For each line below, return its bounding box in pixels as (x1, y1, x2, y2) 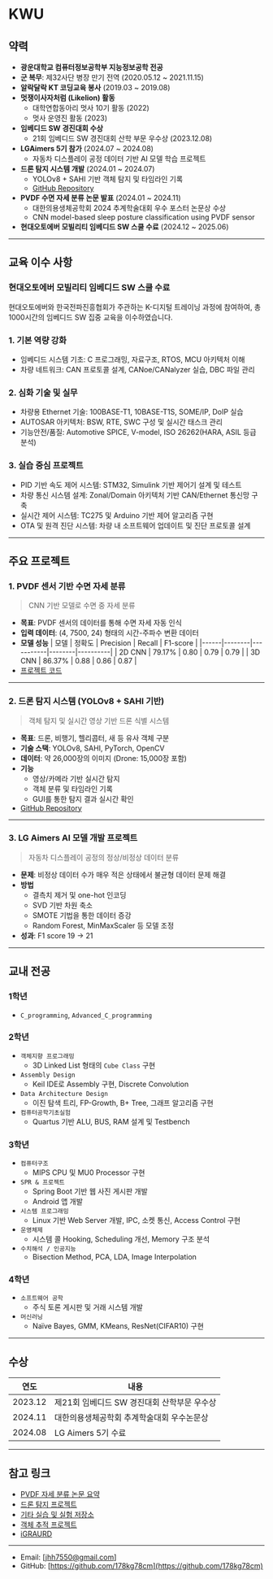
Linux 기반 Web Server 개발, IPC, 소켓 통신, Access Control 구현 (32, 1216, 241, 1225)
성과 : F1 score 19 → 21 (19, 930, 93, 940)
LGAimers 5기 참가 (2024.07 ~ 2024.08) (19, 144, 154, 153)
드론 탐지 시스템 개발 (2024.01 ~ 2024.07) (19, 164, 155, 173)
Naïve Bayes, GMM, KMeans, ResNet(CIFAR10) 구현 (32, 1321, 205, 1331)
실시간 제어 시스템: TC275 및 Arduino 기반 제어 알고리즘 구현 (19, 510, 214, 520)
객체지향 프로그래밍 (19, 1052, 75, 1060)
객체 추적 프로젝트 (19, 1520, 77, 1529)
